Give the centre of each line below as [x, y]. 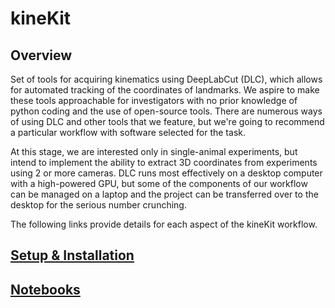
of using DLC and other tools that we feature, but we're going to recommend [167, 121]
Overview [41, 55]
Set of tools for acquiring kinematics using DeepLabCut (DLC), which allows [166, 79]
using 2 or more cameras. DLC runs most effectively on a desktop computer [166, 173]
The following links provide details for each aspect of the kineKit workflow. [164, 224]
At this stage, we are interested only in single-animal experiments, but [154, 151]
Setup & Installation [72, 255]
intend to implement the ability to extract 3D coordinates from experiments [164, 162]
